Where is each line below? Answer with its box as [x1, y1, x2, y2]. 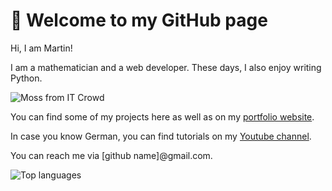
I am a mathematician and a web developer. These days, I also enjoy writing [10, 61, 322, 73]
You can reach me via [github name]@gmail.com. [10, 149, 213, 161]
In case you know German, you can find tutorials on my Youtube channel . [10, 130, 312, 142]
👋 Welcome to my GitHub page [10, 9, 268, 32]
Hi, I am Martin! [10, 42, 73, 54]
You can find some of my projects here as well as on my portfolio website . [10, 110, 315, 123]
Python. [10, 72, 43, 84]
